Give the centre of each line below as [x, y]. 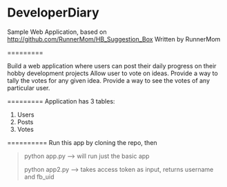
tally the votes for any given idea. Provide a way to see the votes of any [109, 80]
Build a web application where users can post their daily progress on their [112, 66]
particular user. [29, 88]
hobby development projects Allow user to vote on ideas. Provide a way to [113, 73]
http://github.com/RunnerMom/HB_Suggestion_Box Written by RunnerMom [114, 39]
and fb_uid [39, 177]
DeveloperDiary [53, 13]
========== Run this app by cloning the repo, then [82, 142]
